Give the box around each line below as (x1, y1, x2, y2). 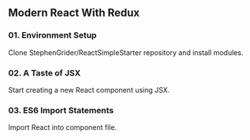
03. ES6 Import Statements (8, 105, 114, 116)
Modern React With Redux (8, 6, 140, 20)
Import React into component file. (8, 123, 117, 132)
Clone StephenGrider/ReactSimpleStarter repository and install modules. (8, 47, 244, 57)
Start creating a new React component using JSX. (8, 85, 170, 94)
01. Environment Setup (8, 30, 97, 41)
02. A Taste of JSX (8, 67, 81, 78)
